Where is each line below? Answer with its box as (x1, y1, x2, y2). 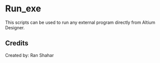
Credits (5, 39, 29, 48)
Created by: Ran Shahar (5, 52, 54, 58)
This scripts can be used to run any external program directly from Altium (5, 19, 156, 25)
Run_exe (5, 3, 41, 14)
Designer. (5, 24, 25, 30)
